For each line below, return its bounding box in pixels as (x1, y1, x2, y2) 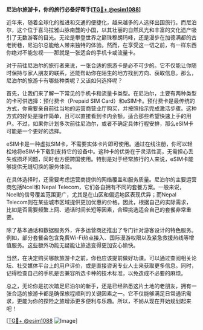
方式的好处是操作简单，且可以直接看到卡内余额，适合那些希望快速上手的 (6, 112, 186, 120)
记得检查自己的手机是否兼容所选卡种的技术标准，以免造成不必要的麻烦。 (6, 270, 186, 277)
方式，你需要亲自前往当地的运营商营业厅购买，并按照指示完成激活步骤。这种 (6, 105, 197, 112)
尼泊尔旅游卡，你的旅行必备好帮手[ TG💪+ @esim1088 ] (6, 6, 141, 13)
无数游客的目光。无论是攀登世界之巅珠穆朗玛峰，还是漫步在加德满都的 (16, 34, 192, 41)
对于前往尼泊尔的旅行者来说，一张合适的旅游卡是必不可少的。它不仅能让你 (6, 62, 192, 69)
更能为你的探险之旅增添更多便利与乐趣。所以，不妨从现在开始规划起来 (16, 297, 192, 305)
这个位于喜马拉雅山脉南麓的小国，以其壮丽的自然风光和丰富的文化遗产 (16, 27, 192, 33)
